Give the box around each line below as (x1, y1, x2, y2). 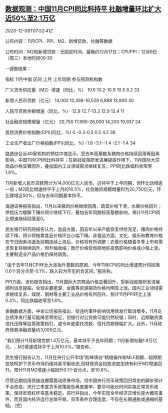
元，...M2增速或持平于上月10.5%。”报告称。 (5, 343, 94, 349)
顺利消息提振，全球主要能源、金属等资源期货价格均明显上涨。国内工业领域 (5, 284, 158, 291)
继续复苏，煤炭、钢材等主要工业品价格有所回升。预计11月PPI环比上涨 (9, 291, 151, 297)
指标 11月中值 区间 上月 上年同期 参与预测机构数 (5, 76, 103, 82)
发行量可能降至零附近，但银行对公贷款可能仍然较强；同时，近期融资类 (18, 314, 163, 320)
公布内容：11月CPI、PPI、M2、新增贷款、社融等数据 (5, 38, 113, 44)
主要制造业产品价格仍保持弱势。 (5, 251, 71, 257)
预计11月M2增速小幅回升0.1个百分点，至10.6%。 (13, 366, 112, 372)
